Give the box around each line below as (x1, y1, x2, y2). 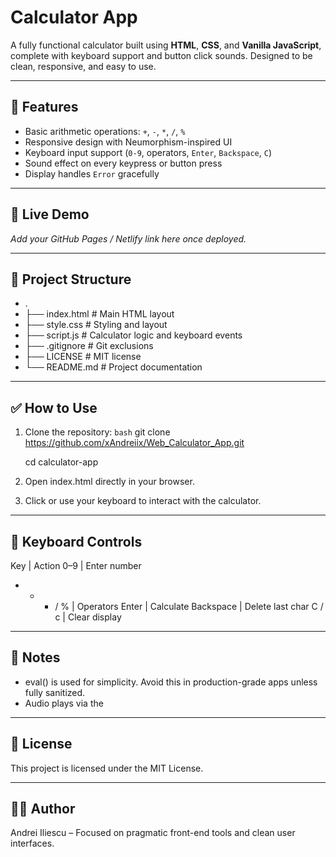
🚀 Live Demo (10, 206, 90, 223)
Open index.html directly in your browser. (24, 476, 195, 488)
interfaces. (10, 837, 55, 850)
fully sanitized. (24, 686, 86, 698)
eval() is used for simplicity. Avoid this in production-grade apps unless (24, 676, 318, 688)
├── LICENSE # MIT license (24, 351, 142, 363)
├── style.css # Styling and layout (24, 319, 168, 331)
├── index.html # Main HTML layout (24, 308, 175, 320)
